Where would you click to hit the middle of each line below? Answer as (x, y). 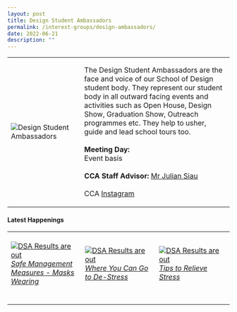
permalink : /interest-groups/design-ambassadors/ (82, 27)
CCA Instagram (110, 193)
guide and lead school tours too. (138, 132)
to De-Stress (107, 277)
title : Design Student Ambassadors (60, 20)
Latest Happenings (36, 220)
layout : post (26, 14)
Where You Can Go (117, 268)
